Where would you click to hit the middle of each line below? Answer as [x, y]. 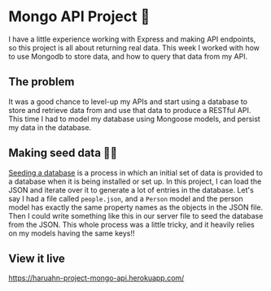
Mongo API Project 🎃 [79, 17]
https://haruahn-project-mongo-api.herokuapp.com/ [96, 278]
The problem [42, 82]
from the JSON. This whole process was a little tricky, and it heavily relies [131, 224]
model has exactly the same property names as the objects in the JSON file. [136, 207]
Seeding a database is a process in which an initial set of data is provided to [135, 172]
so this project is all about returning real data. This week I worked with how [134, 47]
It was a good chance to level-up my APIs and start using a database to [128, 102]
